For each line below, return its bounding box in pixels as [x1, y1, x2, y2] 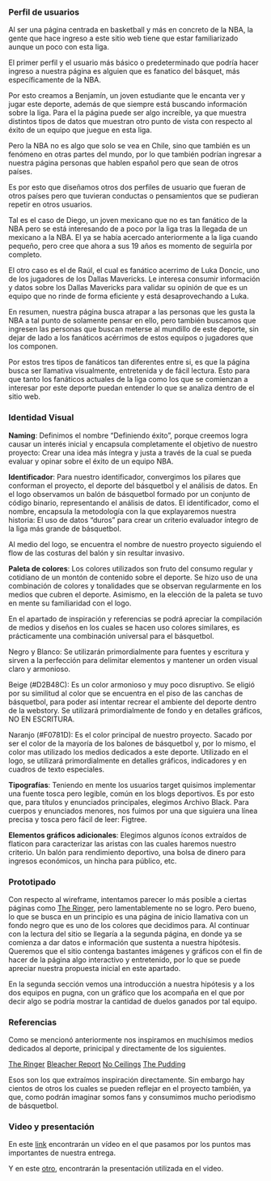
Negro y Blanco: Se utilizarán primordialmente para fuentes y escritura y [8, 647, 249, 657]
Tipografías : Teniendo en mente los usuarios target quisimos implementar [8, 780, 256, 789]
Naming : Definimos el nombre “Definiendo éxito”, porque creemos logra [8, 430, 248, 440]
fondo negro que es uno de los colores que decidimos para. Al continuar [8, 920, 250, 930]
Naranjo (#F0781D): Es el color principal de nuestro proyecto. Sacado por [8, 730, 253, 739]
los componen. [8, 341, 58, 351]
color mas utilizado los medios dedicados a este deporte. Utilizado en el [8, 747, 248, 756]
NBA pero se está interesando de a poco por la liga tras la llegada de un [8, 224, 248, 233]
